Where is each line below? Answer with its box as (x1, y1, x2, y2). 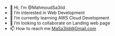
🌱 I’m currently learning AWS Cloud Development (9, 15, 110, 20)
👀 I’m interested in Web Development (9, 10, 85, 16)
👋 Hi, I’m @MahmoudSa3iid (9, 5, 65, 10)
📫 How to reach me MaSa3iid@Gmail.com (9, 26, 97, 31)
